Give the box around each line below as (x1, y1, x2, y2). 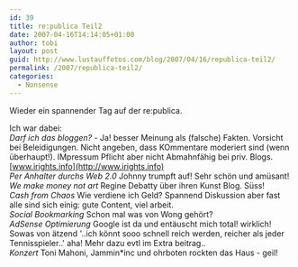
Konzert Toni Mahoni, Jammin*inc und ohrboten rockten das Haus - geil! (9, 247, 279, 258)
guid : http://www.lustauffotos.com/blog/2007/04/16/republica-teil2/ (9, 55, 276, 64)
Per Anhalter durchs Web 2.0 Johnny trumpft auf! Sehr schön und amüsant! (9, 170, 290, 181)
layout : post (9, 47, 59, 56)
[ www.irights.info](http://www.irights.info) (9, 161, 165, 171)
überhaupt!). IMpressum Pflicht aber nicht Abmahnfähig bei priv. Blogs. (9, 151, 274, 162)
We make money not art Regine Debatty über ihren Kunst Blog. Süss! (9, 180, 266, 190)
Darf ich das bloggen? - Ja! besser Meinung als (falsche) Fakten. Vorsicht (9, 132, 284, 143)
